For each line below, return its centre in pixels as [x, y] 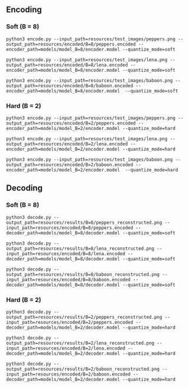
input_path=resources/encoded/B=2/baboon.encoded [69, 374]
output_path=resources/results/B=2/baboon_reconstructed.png [83, 369]
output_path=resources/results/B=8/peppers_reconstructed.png [84, 222]
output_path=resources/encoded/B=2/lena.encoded [67, 144]
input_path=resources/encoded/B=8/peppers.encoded [70, 228]
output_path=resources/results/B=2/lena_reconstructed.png [80, 343]
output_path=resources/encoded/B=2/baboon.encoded [70, 165]
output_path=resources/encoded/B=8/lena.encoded [67, 65]
